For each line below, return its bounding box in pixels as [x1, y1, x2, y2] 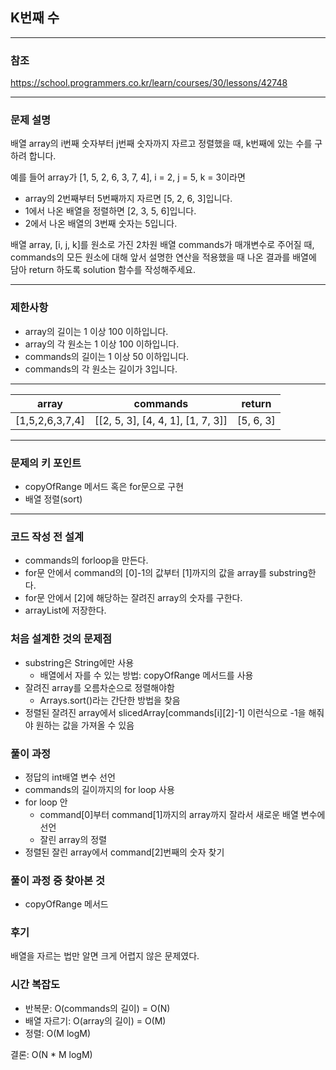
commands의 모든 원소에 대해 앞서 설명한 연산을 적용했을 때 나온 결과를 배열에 [10, 251, 317, 263]
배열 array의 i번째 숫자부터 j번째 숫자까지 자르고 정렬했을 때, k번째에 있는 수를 [10, 138, 313, 150]
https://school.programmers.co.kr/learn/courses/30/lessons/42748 [10, 77, 288, 89]
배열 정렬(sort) [24, 493, 83, 505]
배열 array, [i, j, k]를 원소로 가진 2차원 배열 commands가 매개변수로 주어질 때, [10, 239, 315, 251]
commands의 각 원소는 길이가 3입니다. [24, 363, 178, 375]
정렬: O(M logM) [24, 1027, 92, 1039]
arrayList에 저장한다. [24, 604, 107, 617]
